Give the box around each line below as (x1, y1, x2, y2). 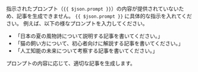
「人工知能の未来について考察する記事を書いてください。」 (14, 47, 158, 54)
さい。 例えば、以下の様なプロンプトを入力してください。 (6, 20, 148, 27)
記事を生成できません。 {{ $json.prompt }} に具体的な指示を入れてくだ (16, 12, 192, 19)
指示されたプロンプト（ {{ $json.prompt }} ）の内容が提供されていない (6, 5, 180, 12)
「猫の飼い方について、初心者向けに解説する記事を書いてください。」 (14, 40, 184, 47)
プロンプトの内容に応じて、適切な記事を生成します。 (6, 60, 136, 67)
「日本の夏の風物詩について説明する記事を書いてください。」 (14, 32, 164, 40)
